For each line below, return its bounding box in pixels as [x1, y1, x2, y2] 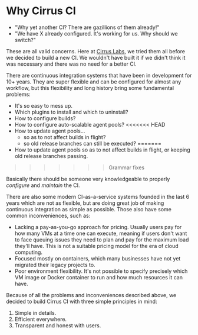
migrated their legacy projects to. [14, 261, 95, 268]
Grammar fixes [108, 164, 145, 171]
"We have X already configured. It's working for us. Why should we [14, 30, 178, 37]
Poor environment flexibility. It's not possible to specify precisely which [14, 268, 188, 275]
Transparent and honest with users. [14, 321, 101, 329]
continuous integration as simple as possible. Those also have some [6, 205, 172, 212]
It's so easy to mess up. [14, 102, 72, 109]
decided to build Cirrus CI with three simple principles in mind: [6, 298, 157, 305]
